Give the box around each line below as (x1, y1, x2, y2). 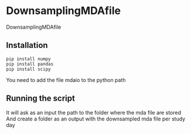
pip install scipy (6, 66, 51, 72)
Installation (6, 40, 48, 50)
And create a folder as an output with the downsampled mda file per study (6, 115, 186, 122)
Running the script (6, 94, 75, 104)
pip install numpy (6, 56, 51, 62)
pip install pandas (6, 61, 54, 67)
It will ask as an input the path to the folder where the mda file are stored (6, 109, 182, 116)
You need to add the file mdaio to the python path (6, 76, 126, 83)
